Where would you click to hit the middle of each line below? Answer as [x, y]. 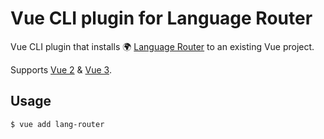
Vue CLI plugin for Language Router [161, 18]
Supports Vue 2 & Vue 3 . [61, 69]
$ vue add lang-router [57, 124]
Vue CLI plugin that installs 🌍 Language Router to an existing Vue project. [162, 46]
